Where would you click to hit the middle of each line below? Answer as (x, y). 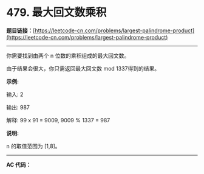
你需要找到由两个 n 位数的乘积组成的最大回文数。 (68, 55)
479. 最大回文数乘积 (56, 12)
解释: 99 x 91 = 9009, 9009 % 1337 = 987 (58, 120)
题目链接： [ (21, 30)
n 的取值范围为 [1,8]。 (33, 146)
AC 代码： (19, 164)
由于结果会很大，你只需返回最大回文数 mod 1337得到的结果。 (83, 68)
